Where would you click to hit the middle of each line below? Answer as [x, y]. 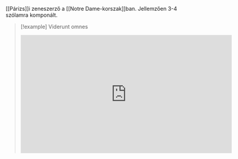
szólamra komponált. [32, 15]
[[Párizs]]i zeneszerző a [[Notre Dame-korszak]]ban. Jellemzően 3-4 [91, 9]
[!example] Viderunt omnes [54, 27]
